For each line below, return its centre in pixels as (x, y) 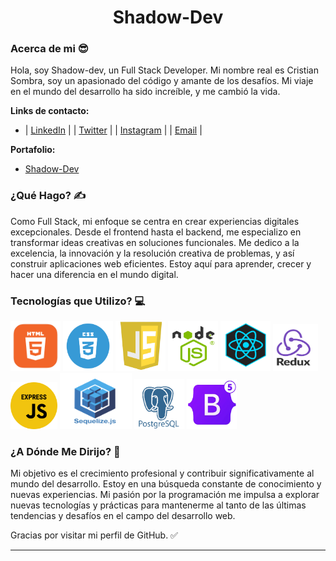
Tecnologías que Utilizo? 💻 (78, 301)
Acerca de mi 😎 (49, 49)
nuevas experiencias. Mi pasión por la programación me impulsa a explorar (165, 495)
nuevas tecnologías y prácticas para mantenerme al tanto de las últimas (158, 505)
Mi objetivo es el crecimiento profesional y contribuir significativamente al (162, 473)
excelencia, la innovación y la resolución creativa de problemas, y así (152, 253)
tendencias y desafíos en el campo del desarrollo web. (123, 516)
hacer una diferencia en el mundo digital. (94, 274)
